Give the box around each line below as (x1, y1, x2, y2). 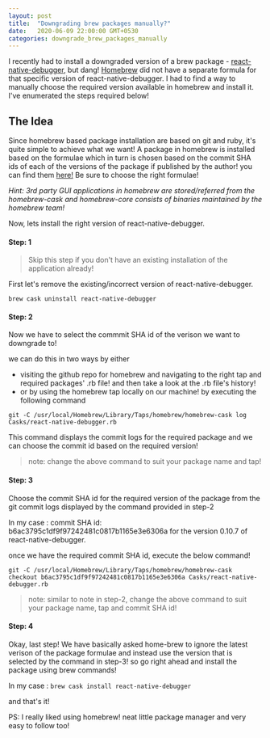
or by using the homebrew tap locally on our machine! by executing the (19, 387, 256, 397)
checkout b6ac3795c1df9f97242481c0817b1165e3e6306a (8, 573, 185, 581)
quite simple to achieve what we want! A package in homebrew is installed (8, 145, 255, 154)
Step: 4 (8, 622, 34, 631)
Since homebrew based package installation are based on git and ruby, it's (8, 136, 256, 145)
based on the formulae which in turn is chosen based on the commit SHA (8, 153, 251, 162)
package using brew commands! (8, 664, 117, 675)
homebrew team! (8, 203, 65, 213)
